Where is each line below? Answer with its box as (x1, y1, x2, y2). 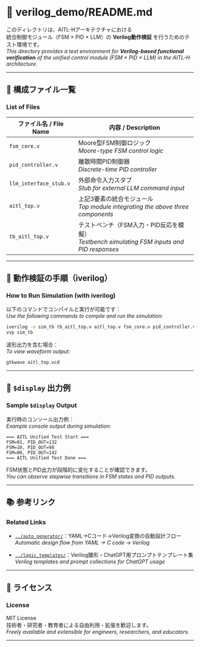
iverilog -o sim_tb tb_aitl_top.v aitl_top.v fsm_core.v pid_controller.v (6, 324, 196, 330)
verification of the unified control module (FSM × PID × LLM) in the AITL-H (6, 54, 190, 61)
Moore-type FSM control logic (78, 146, 164, 155)
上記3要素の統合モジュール (78, 194, 154, 203)
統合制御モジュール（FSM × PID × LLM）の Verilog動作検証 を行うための (6, 33, 185, 41)
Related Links (6, 518, 46, 526)
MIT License (6, 615, 37, 621)
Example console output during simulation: (6, 422, 111, 430)
